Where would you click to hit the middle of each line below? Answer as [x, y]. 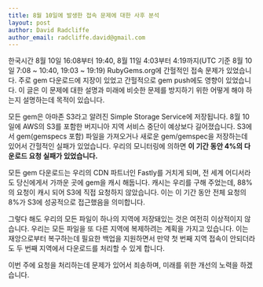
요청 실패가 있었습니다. [63, 156]
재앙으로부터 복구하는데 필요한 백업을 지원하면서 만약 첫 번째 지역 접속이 [118, 239]
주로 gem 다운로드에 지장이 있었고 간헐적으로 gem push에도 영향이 [121, 80]
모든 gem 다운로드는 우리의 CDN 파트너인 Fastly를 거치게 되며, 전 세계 [116, 173]
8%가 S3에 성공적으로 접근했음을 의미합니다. [77, 202]
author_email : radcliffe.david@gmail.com [77, 37]
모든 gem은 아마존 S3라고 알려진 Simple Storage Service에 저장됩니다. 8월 [124, 117]
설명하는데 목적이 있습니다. [64, 100]
